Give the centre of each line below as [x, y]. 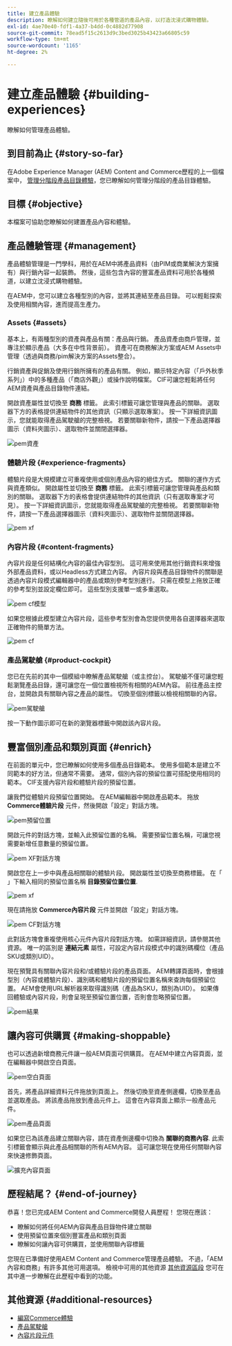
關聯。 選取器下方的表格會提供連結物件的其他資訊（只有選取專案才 [114, 496]
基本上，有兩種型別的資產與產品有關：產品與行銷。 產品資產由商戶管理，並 [114, 339]
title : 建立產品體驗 [33, 13]
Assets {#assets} [37, 323]
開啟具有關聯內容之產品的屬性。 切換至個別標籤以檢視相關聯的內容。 [123, 694]
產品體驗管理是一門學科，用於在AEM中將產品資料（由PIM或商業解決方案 [110, 264]
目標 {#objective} [45, 204]
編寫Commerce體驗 [45, 1318]
